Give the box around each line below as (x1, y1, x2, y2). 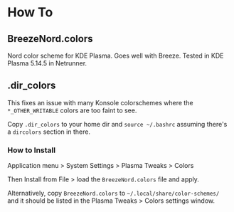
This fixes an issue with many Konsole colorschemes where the (7, 98, 193, 107)
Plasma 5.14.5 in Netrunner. (7, 59, 87, 68)
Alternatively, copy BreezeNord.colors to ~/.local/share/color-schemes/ (7, 189, 220, 198)
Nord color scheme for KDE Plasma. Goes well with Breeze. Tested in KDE (7, 51, 224, 60)
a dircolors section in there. (7, 127, 91, 136)
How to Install (7, 145, 55, 155)
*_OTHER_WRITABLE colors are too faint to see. (7, 106, 137, 115)
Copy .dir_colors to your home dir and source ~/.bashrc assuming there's (7, 120, 228, 128)
